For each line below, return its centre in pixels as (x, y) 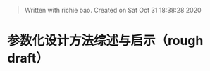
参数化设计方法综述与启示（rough (105, 41)
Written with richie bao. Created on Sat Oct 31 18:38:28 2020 (113, 10)
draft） (28, 58)
